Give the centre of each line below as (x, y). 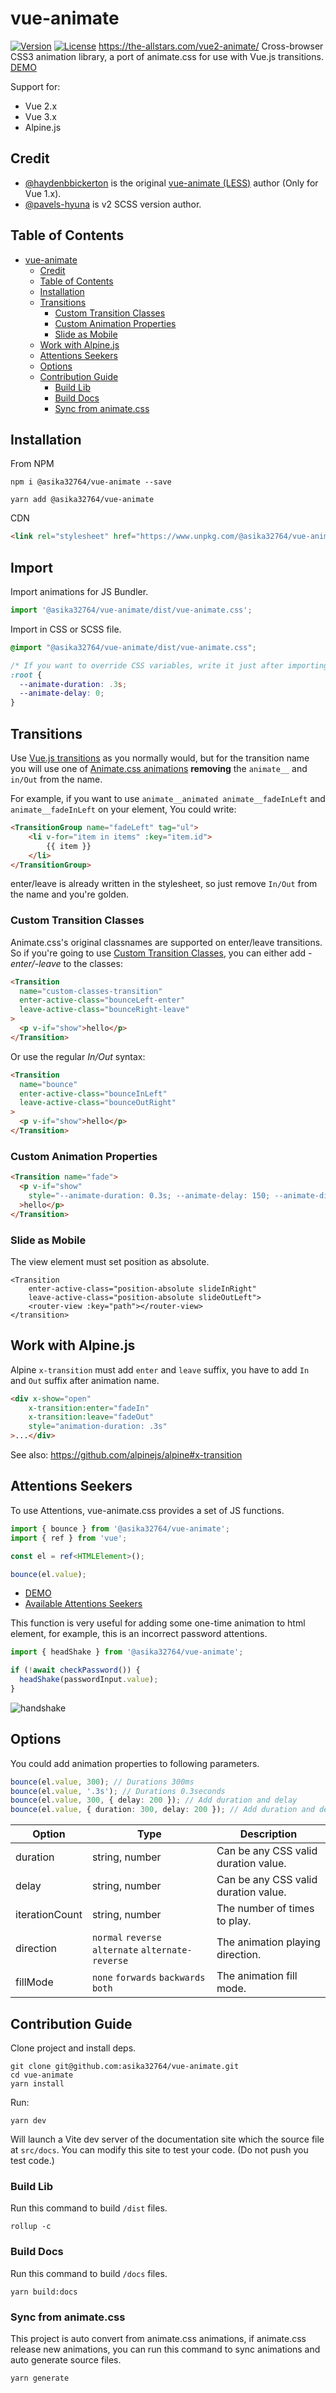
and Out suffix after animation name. (85, 1380)
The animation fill (257, 1976)
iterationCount (49, 1915)
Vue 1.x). (43, 193)
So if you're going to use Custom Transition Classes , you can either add (158, 953)
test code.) (32, 2161)
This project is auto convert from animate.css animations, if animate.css (158, 2338)
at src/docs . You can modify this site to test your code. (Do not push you (159, 2150)
